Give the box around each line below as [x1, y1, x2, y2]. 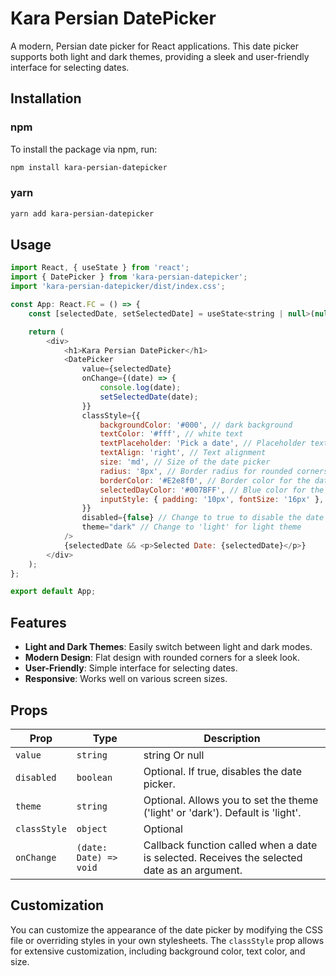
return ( [28, 327, 65, 337]
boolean [76, 772, 113, 783]
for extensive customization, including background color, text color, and [10, 945, 306, 957]
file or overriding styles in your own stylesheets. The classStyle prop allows [10, 934, 325, 946]
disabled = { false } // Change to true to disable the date [81, 513, 325, 523]
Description [203, 731, 261, 745]
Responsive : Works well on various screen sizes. [24, 673, 228, 685]
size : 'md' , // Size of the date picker [99, 457, 271, 467]
